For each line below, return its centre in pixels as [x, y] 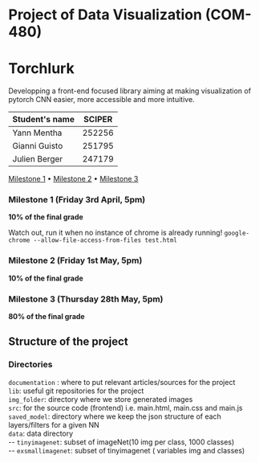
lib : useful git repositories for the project [76, 391]
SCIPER [98, 120]
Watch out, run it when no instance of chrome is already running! [115, 233]
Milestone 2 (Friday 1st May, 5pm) [75, 260]
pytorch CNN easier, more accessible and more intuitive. [101, 100]
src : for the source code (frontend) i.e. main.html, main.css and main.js [125, 408]
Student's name [43, 120]
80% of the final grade [47, 317]
